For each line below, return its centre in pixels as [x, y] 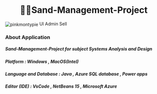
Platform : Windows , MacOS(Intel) [42, 61]
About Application [28, 37]
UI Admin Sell [53, 24]
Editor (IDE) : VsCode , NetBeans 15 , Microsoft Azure [61, 87]
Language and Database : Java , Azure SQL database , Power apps [77, 74]
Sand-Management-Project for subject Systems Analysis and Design [79, 49]
